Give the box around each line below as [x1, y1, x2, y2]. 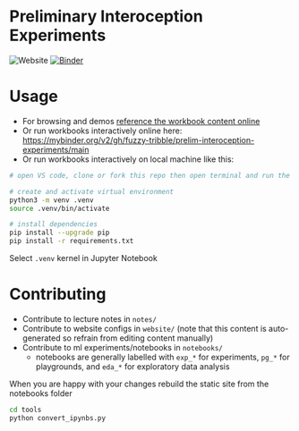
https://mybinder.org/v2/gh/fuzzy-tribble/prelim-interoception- [21, 134, 255, 145]
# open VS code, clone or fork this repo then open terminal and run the [9, 171, 291, 180]
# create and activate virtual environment [9, 187, 175, 196]
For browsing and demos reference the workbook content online [21, 115, 261, 126]
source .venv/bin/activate [9, 204, 110, 213]
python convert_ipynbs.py [9, 413, 106, 422]
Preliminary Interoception [9, 6, 203, 27]
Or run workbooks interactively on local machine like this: [21, 154, 235, 165]
